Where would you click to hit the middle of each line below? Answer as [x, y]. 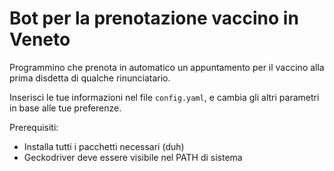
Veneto [40, 39]
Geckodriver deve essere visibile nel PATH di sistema [133, 157]
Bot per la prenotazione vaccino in [154, 18]
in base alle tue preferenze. [65, 108]
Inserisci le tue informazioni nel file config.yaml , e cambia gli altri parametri [164, 97]
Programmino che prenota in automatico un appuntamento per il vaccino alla [167, 67]
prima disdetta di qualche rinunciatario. [90, 78]
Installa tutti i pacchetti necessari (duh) [104, 146]
